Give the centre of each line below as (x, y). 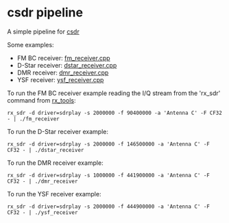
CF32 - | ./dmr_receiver (43, 181)
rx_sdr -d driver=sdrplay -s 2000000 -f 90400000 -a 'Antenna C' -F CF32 (115, 113)
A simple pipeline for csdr (44, 31)
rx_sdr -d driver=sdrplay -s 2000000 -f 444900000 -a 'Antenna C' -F (109, 207)
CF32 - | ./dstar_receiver (46, 150)
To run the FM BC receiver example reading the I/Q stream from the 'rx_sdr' (114, 93)
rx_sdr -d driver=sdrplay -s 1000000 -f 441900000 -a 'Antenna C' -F (109, 175)
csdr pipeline (45, 13)
